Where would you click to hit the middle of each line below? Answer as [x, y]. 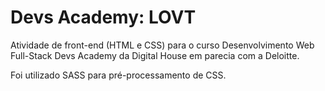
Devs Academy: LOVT [103, 17]
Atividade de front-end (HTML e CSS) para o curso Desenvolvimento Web [162, 45]
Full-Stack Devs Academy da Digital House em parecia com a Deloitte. [155, 55]
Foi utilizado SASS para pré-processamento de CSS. [118, 75]
